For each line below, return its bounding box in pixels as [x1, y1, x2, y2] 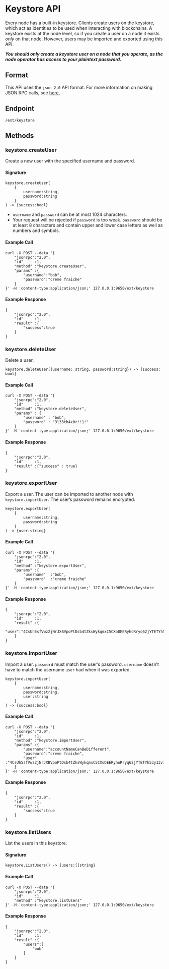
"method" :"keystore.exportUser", [14, 563, 87, 568]
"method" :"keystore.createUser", [14, 263, 87, 269]
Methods [5, 131, 34, 140]
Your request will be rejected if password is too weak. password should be [12, 217, 162, 223]
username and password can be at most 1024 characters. [12, 211, 127, 217]
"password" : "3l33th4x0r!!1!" [23, 420, 89, 425]
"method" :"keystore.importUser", [14, 737, 87, 743]
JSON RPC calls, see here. [5, 89, 60, 96]
